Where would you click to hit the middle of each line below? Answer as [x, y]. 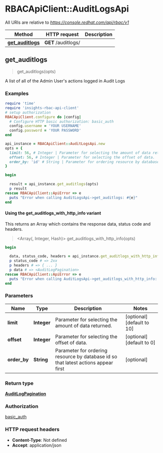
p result [18, 188]
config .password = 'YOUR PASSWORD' [45, 130]
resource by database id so [86, 356]
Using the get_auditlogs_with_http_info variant [53, 213]
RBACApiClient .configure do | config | [43, 117]
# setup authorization [28, 113]
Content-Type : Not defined [39, 440]
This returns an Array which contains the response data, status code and [78, 224]
